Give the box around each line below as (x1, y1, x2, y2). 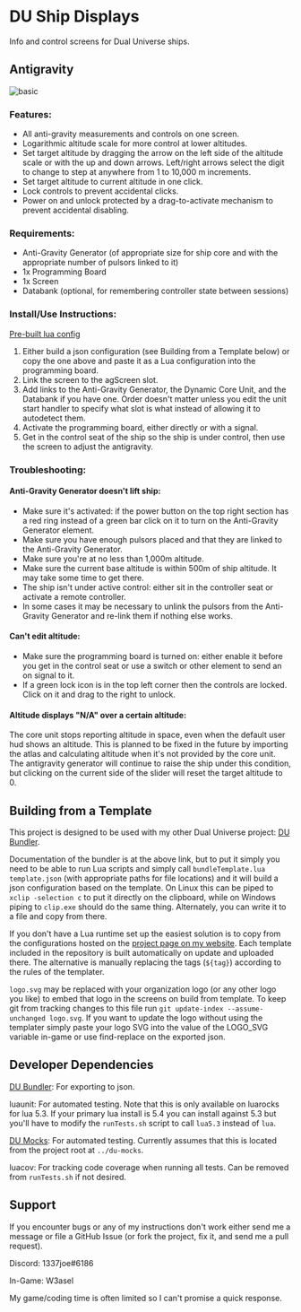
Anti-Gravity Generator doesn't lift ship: (9, 486, 161, 497)
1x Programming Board (21, 266, 107, 277)
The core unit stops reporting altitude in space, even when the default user (9, 729, 286, 741)
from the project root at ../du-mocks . (9, 1144, 144, 1155)
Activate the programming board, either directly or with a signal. (21, 421, 259, 432)
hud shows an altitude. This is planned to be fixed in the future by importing (9, 739, 288, 750)
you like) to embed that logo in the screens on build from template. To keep (9, 993, 287, 1004)
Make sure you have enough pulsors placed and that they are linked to (21, 534, 282, 544)
